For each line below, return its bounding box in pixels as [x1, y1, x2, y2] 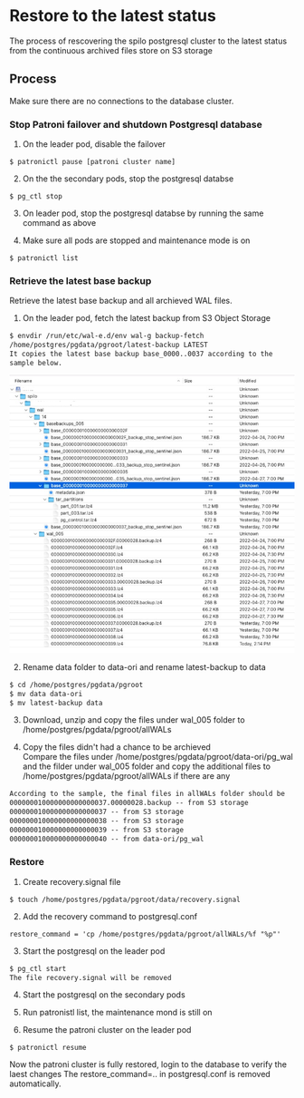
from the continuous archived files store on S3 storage [9, 44, 213, 55]
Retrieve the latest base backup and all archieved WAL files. [9, 296, 233, 306]
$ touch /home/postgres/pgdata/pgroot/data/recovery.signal [9, 895, 242, 904]
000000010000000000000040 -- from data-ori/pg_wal [9, 835, 204, 844]
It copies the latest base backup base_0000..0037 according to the [9, 350, 273, 359]
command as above [22, 218, 97, 228]
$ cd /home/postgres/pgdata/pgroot [9, 681, 144, 690]
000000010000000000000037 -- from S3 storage [9, 808, 184, 817]
